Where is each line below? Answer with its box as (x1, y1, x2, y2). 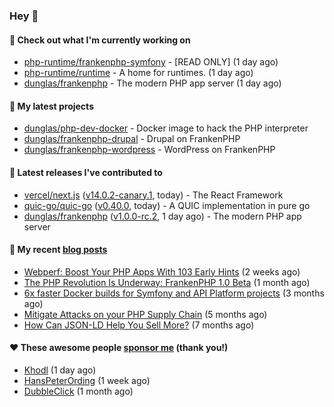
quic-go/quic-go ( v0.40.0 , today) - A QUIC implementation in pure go (23, 199, 311, 211)
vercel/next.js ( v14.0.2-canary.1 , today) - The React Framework (23, 189, 284, 201)
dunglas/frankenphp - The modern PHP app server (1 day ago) (23, 77, 282, 89)
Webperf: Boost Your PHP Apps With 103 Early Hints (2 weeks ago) (23, 265, 301, 278)
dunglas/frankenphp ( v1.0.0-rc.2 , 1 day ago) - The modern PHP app (23, 210, 302, 222)
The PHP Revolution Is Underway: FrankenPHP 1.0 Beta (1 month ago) (23, 276, 311, 288)
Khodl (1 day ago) (23, 364, 97, 376)
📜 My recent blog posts (9, 244, 108, 256)
